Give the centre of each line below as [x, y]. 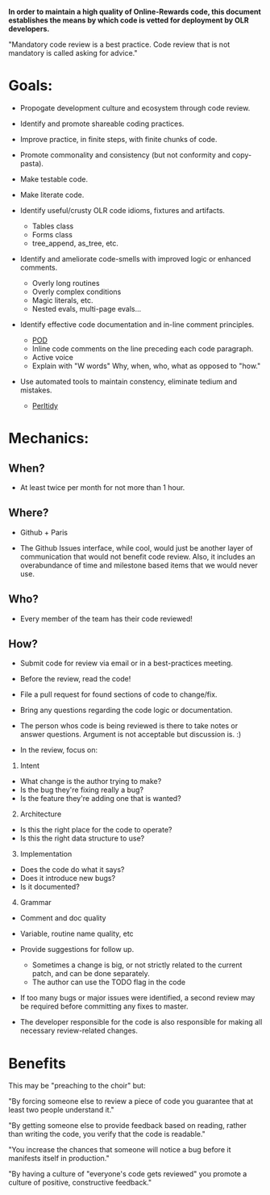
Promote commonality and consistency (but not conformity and [125, 155]
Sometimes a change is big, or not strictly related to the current [137, 965]
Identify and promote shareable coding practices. [102, 124]
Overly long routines [66, 283]
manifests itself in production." [59, 1159]
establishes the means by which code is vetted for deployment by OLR [129, 20]
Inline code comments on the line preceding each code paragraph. [143, 348]
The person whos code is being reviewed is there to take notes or [129, 726]
